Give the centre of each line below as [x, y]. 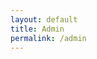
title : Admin [37, 29]
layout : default [44, 19]
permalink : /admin [48, 38]
